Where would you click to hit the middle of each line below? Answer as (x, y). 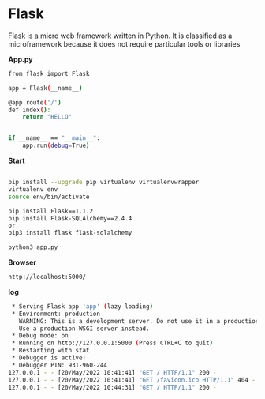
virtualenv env (33, 189)
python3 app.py (33, 247)
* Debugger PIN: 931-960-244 (60, 365)
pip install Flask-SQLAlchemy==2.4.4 (70, 218)
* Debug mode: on (40, 336)
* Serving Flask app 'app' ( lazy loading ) (82, 306)
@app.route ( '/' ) (35, 102)
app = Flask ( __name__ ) (45, 88)
